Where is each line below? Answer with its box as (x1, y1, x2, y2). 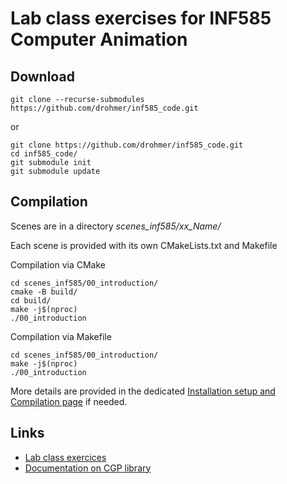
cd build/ (10, 295, 52, 306)
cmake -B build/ (10, 287, 78, 297)
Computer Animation (10, 28, 188, 51)
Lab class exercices (24, 451, 107, 463)
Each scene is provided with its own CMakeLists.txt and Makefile (10, 239, 278, 251)
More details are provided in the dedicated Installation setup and (10, 385, 276, 397)
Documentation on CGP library (24, 462, 152, 474)
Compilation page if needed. (10, 395, 128, 407)
